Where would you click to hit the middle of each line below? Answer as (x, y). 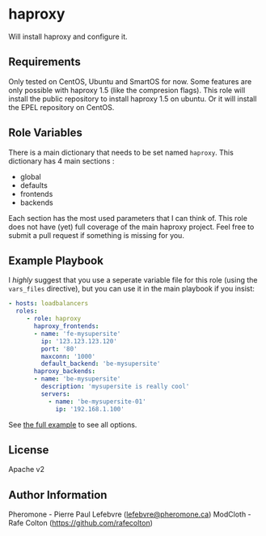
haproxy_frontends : (66, 326)
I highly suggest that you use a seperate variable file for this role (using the (133, 280)
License (29, 450)
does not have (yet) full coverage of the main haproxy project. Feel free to (131, 227)
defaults (34, 185)
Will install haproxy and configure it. (68, 36)
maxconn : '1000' (68, 356)
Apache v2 (27, 470)
